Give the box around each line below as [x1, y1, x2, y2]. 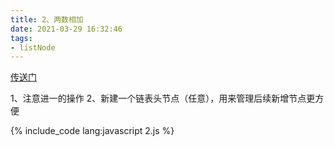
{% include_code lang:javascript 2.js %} [10, 125, 175, 137]
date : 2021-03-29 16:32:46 [10, 24, 123, 34]
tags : [10, 33, 33, 43]
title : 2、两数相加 [10, 14, 84, 25]
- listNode [10, 42, 56, 53]
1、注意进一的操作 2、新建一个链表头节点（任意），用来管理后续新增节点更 [10, 92, 316, 105]
